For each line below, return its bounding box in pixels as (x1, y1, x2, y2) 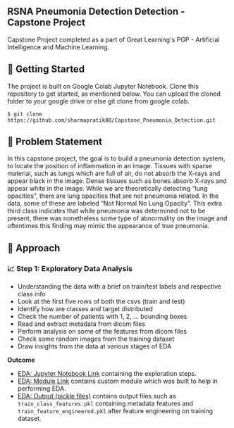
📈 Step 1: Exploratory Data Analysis (7, 263, 133, 273)
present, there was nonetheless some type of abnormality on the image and (7, 214, 228, 222)
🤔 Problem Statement (7, 136, 103, 148)
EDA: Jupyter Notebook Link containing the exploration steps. (17, 370, 197, 378)
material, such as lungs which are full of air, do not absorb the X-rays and (7, 169, 221, 178)
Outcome (7, 355, 35, 365)
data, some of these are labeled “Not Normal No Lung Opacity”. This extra (7, 199, 223, 208)
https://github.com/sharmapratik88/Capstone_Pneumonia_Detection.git (7, 116, 216, 124)
